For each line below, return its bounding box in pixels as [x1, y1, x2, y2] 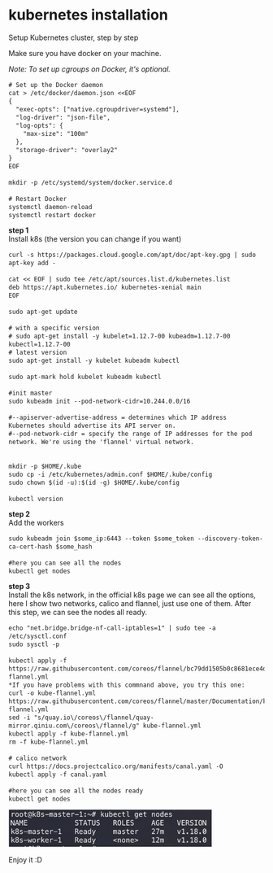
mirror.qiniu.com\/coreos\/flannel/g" [8, 722, 140, 730]
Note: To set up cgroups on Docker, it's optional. [8, 63, 171, 74]
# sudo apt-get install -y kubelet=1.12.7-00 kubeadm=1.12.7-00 [8, 332, 231, 340]
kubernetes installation [8, 6, 168, 24]
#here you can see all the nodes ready [8, 787, 144, 795]
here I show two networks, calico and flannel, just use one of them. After [8, 598, 252, 608]
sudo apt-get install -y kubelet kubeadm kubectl [8, 356, 180, 364]
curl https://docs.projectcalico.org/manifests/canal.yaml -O [8, 762, 223, 770]
